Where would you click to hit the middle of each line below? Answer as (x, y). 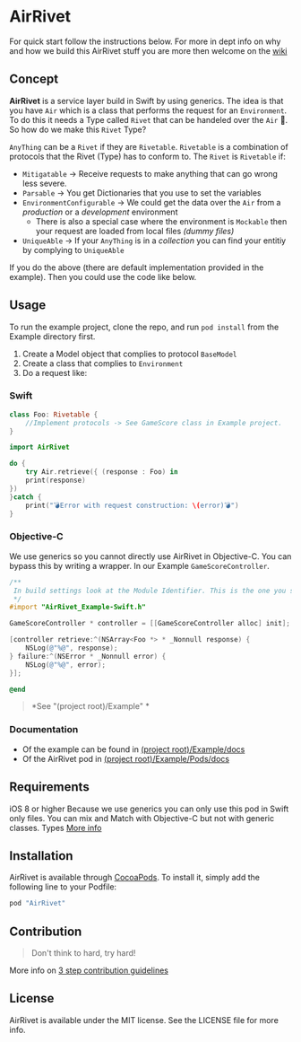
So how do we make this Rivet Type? (78, 129)
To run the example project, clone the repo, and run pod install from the (144, 327)
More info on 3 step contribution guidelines (89, 970)
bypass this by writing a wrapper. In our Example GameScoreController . (140, 565)
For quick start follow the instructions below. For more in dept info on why (145, 41)
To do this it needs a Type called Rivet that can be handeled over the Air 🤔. (149, 119)
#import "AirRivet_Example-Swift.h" (77, 608)
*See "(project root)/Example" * (90, 706)
